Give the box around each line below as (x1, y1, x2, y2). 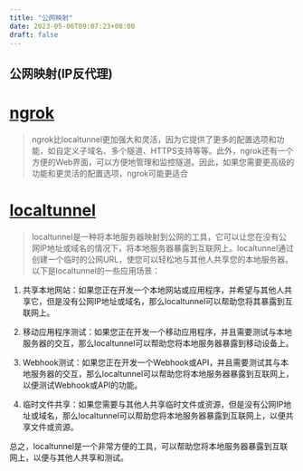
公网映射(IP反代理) (9, 65, 113, 82)
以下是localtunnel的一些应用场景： (31, 264, 161, 276)
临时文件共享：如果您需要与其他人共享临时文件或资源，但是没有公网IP (22, 399, 284, 409)
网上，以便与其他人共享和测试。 (9, 452, 128, 463)
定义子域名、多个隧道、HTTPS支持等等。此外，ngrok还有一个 (62, 145, 294, 156)
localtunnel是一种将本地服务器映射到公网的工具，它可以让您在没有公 (31, 231, 288, 242)
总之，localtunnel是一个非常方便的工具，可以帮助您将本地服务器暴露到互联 (9, 440, 289, 451)
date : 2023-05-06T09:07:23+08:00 (9, 22, 136, 31)
